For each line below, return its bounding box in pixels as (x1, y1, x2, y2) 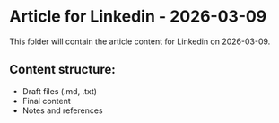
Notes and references (22, 105, 103, 116)
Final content (22, 95, 72, 106)
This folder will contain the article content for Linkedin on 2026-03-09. (9, 36, 271, 47)
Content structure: (9, 62, 116, 77)
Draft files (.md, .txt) (22, 85, 97, 96)
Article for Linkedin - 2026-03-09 (9, 6, 267, 27)
